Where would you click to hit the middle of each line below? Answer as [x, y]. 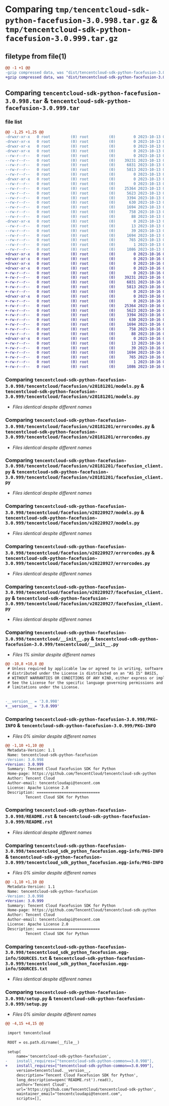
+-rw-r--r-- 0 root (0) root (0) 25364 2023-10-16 [83, 306]
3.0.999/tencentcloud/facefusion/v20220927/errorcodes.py [78, 564]
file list [14, 122]
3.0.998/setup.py [26, 999]
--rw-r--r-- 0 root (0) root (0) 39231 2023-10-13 [83, 160]
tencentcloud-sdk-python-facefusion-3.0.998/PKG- [96, 719]
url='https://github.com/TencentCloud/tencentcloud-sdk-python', [86, 1089]
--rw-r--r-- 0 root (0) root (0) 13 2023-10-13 [83, 226]
